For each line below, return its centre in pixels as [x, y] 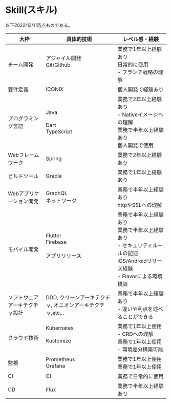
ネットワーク [61, 200]
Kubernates [60, 328]
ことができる [138, 317]
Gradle [54, 176]
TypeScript [59, 131]
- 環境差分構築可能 [141, 349]
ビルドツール [24, 176]
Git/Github [58, 65]
